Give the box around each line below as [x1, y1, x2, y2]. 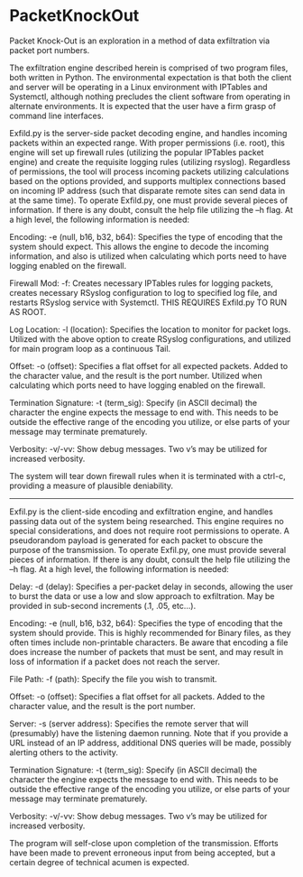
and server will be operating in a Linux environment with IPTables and [9, 81, 268, 92]
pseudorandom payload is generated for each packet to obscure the [9, 534, 263, 546]
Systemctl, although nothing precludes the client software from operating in [9, 91, 290, 102]
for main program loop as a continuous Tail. [9, 343, 171, 354]
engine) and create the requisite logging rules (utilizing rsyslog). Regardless [9, 156, 291, 167]
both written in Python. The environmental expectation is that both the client [9, 71, 292, 82]
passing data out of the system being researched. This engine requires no [9, 515, 284, 526]
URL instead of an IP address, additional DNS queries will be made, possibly [9, 737, 291, 748]
